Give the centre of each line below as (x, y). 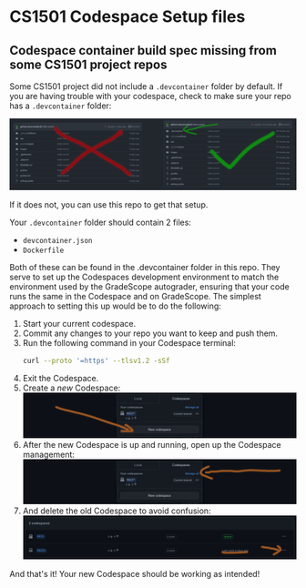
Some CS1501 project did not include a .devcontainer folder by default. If (146, 86)
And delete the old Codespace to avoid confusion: (117, 511)
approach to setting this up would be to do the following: (115, 306)
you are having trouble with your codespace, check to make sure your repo (150, 96)
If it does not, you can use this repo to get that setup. (109, 205)
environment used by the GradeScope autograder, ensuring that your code (149, 287)
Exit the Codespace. (61, 378)
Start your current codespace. (79, 324)
